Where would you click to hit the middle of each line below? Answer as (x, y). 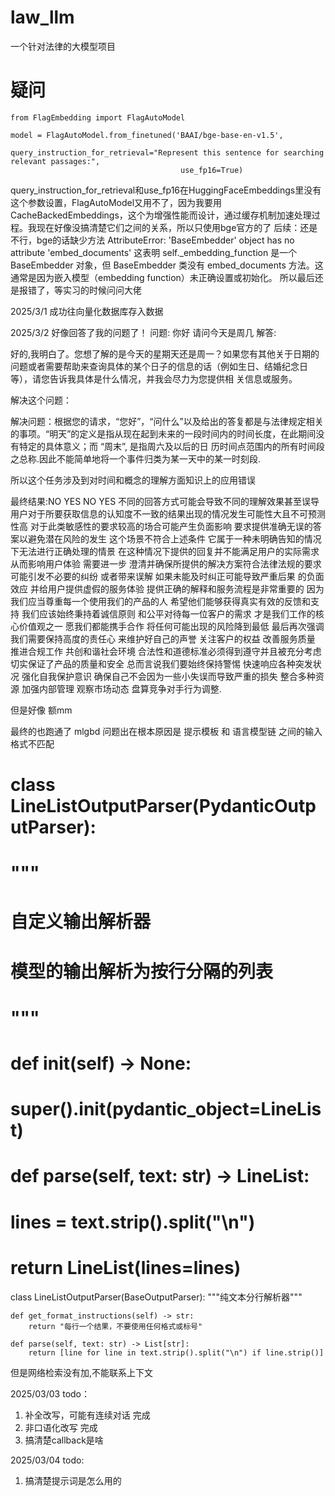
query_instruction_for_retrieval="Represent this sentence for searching (167, 152)
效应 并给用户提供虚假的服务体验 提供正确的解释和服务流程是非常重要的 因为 (167, 588)
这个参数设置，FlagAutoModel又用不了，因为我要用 (116, 202)
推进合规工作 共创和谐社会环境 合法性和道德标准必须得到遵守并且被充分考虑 (166, 651)
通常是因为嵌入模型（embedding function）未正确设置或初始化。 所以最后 (162, 277)
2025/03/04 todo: (47, 1460)
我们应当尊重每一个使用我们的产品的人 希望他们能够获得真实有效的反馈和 (160, 601)
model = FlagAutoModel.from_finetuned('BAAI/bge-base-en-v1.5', (147, 135)
